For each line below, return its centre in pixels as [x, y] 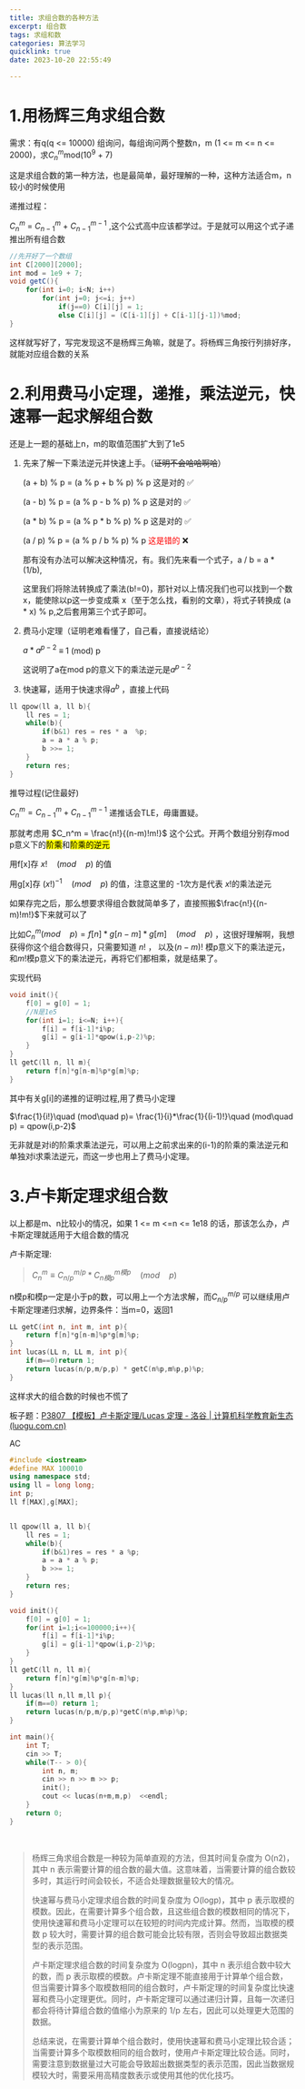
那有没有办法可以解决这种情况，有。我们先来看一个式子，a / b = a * [148, 560]
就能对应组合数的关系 [49, 353]
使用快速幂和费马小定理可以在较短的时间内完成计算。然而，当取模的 [159, 1922]
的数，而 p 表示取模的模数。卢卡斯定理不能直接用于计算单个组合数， [160, 1976]
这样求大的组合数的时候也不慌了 [69, 1396]
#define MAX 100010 [46, 1468]
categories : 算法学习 [48, 43]
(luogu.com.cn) [38, 1426]
